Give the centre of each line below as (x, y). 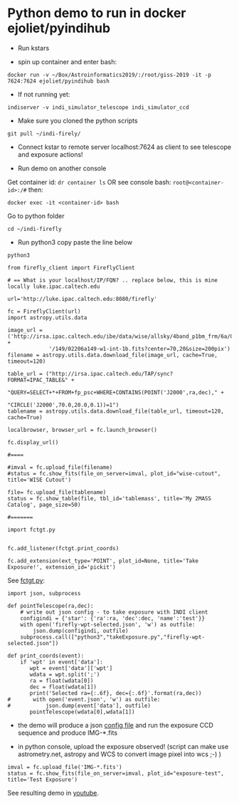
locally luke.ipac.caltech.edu (54, 287)
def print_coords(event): (46, 656)
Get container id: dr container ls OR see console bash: (90, 182)
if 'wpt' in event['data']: (62, 662)
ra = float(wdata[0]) (62, 681)
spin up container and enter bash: (67, 61)
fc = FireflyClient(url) (44, 311)
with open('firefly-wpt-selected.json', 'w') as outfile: (108, 624)
